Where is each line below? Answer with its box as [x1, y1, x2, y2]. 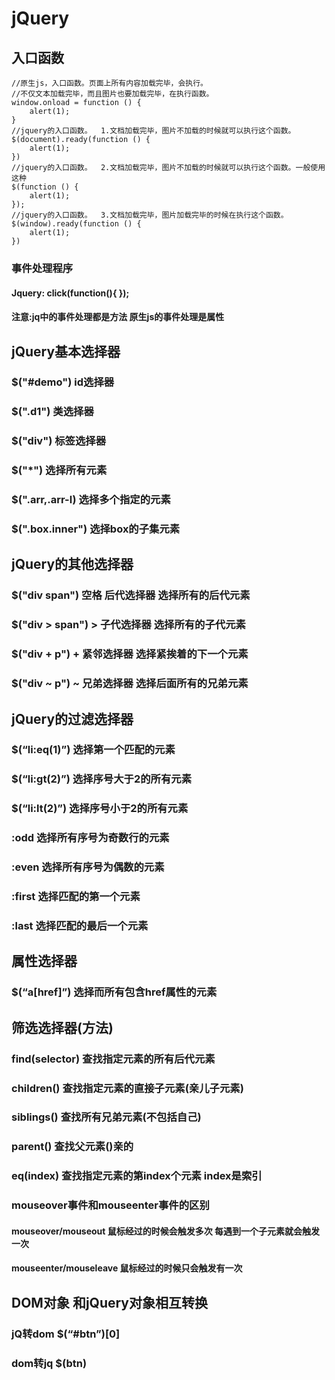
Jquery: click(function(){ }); [11, 287, 130, 299]
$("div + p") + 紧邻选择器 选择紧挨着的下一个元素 [11, 647, 249, 661]
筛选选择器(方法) [11, 1019, 114, 1036]
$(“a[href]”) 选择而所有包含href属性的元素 [11, 985, 218, 999]
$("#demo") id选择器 [11, 375, 115, 389]
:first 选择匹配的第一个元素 [11, 890, 141, 904]
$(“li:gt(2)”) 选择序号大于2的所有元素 [11, 772, 193, 786]
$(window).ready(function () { [11, 219, 142, 229]
